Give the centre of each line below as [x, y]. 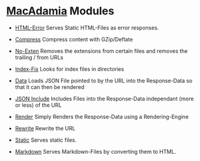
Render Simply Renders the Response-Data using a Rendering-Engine [102, 117]
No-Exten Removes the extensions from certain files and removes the [101, 51]
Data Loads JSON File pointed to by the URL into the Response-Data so [104, 80]
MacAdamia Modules [60, 11]
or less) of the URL [38, 105]
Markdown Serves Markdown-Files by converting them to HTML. [95, 151]
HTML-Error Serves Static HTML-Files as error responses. [87, 28]
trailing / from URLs [39, 57]
